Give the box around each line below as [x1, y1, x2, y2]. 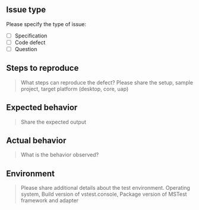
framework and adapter [20, 197, 79, 204]
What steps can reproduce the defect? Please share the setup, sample [20, 79, 193, 86]
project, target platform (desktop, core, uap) [20, 85, 129, 92]
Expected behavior [6, 102, 78, 112]
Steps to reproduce [6, 63, 79, 73]
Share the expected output [20, 118, 87, 126]
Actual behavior [6, 136, 67, 146]
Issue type [6, 5, 46, 15]
